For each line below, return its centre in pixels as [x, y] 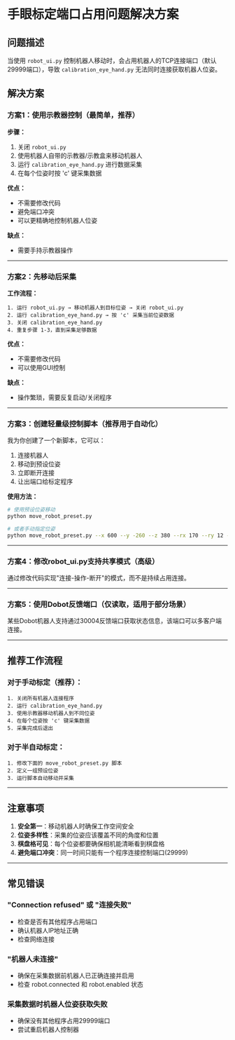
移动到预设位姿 [39, 464]
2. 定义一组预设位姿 [33, 771]
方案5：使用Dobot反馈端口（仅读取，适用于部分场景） [99, 604]
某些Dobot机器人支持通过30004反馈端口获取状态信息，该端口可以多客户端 [115, 621]
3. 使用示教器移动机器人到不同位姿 [51, 713]
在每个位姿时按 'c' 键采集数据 [59, 173]
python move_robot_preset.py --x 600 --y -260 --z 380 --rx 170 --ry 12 [115, 535]
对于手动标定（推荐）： [45, 682]
